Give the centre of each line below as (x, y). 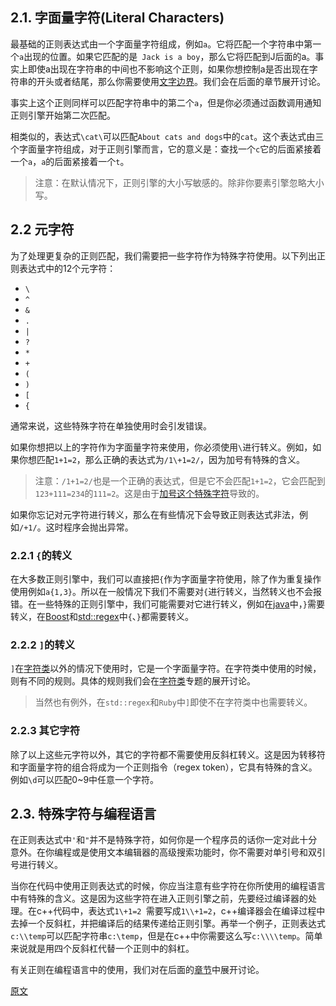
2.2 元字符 (42, 229)
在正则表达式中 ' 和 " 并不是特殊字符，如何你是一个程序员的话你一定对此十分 (164, 840)
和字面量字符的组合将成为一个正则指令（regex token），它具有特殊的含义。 (164, 767)
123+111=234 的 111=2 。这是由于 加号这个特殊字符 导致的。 (149, 493)
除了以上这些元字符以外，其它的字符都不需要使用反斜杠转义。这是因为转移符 (168, 754)
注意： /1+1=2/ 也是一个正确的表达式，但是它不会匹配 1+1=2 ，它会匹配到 (180, 480)
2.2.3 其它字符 (45, 731)
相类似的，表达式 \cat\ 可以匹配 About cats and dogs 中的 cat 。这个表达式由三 (167, 136)
